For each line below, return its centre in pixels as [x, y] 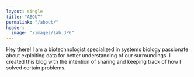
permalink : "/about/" [32, 22]
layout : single [25, 11]
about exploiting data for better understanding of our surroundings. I [88, 56]
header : [15, 27]
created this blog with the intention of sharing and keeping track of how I [93, 62]
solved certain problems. [36, 68]
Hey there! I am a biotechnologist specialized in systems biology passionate [97, 49]
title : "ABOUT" [25, 17]
